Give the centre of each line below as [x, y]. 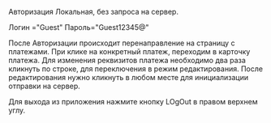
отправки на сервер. [45, 86]
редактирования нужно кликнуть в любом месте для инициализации [129, 77]
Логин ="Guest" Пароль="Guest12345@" [79, 27]
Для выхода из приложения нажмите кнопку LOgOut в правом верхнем [133, 102]
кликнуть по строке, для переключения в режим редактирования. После [136, 69]
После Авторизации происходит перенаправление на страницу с [122, 43]
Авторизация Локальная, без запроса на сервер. [93, 12]
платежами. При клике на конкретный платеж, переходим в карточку [129, 51]
